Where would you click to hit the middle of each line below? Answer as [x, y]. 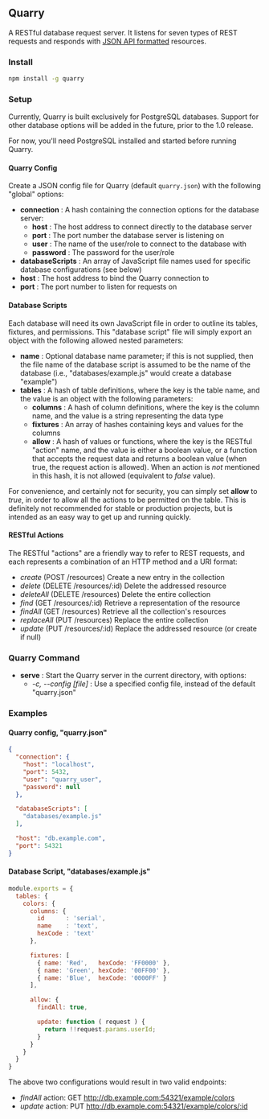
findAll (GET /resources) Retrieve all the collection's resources [123, 611]
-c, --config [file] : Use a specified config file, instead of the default [143, 684]
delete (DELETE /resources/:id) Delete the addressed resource [123, 586]
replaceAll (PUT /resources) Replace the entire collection [114, 619]
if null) [31, 637]
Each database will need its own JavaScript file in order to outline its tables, [133, 323]
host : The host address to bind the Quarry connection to [114, 278]
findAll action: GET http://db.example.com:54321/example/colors [127, 1098]
